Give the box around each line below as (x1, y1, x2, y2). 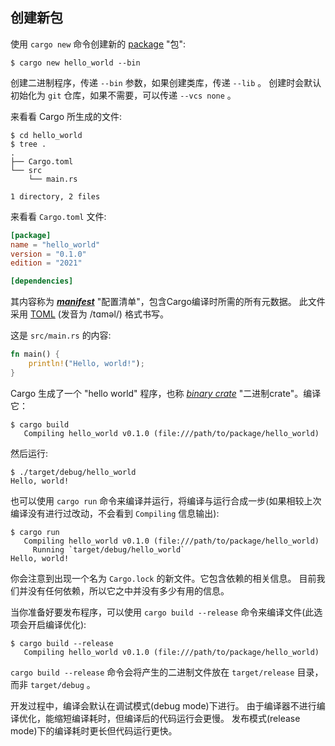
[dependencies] (10, 276, 74, 287)
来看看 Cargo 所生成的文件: (10, 110, 123, 122)
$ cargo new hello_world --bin (10, 58, 141, 68)
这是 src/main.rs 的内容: (10, 329, 112, 342)
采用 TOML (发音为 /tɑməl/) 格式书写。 (10, 308, 169, 320)
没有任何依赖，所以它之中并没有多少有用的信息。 (27, 584, 230, 597)
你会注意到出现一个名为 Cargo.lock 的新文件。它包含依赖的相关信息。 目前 (10, 572, 317, 584)
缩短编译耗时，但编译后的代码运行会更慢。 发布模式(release (53, 712, 301, 724)
